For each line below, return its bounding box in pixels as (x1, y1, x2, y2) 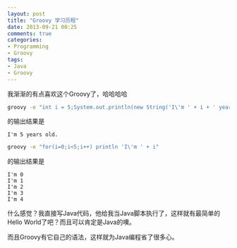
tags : (7, 56, 23, 63)
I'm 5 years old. (7, 131, 59, 138)
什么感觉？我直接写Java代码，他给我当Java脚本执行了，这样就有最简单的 (7, 209, 221, 218)
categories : (7, 37, 42, 44)
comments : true (7, 30, 52, 37)
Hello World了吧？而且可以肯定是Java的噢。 (7, 218, 135, 226)
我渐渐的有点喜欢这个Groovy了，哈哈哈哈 (7, 89, 128, 98)
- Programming (7, 43, 49, 50)
